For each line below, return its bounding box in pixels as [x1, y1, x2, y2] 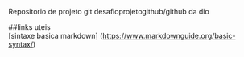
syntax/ [8, 39, 34, 49]
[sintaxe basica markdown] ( [8, 31, 103, 40]
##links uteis [8, 22, 51, 31]
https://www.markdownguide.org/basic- [101, 31, 236, 40]
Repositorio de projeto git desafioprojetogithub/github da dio [8, 7, 209, 16]
